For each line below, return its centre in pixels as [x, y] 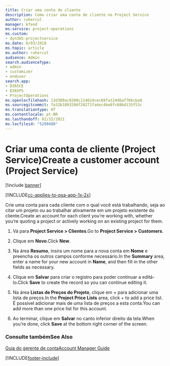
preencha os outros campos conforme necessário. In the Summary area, [89, 256]
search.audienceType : [28, 62]
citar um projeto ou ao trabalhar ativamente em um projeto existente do [80, 210]
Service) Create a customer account [82, 160]
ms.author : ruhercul [27, 53]
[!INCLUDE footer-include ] [32, 358]
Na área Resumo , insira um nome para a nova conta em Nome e [80, 251]
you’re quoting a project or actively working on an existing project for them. [84, 221]
